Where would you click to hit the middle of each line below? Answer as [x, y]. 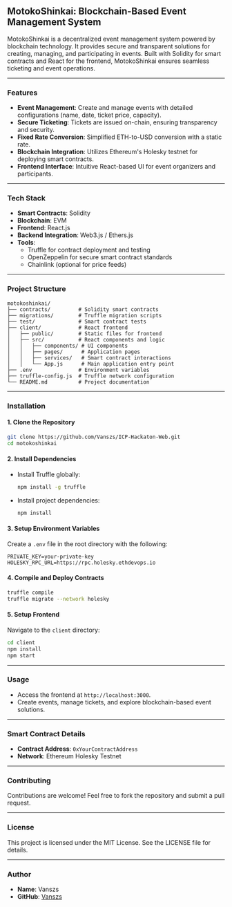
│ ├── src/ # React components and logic [86, 339]
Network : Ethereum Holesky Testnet [69, 756]
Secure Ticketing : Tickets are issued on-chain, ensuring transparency [117, 122]
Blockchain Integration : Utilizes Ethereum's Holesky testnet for [107, 152]
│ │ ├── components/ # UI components [68, 346]
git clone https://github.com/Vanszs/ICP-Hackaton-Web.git [94, 437]
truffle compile [30, 592]
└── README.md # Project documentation [78, 382]
